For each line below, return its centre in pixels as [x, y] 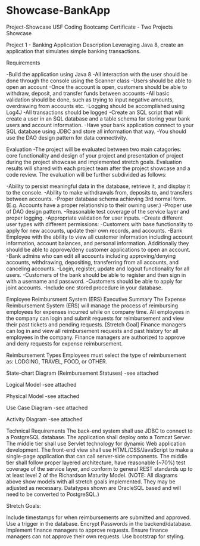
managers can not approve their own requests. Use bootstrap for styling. [96, 536]
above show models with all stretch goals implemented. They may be [91, 482]
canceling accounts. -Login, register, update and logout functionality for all [98, 269]
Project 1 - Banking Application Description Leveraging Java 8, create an [95, 45]
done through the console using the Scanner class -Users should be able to [99, 81]
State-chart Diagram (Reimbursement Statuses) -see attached [82, 373]
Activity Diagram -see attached [44, 419]
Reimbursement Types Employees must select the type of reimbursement [96, 355]
